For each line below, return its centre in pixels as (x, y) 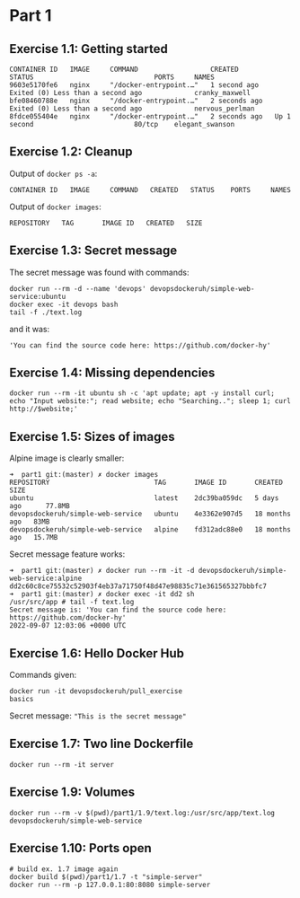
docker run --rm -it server (62, 764)
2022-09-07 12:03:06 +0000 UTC (68, 626)
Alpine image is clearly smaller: (67, 458)
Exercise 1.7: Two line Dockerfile (101, 744)
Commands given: (43, 675)
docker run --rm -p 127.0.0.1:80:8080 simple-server (110, 885)
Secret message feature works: (67, 554)
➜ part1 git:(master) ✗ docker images (84, 475)
